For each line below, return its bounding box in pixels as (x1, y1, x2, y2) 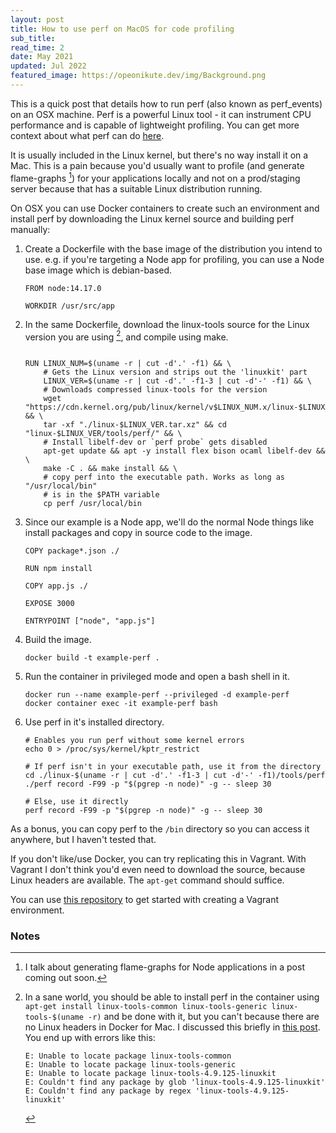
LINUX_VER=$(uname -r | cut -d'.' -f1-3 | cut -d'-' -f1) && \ (43, 376, 312, 386)
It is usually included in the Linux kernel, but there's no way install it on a (10, 149, 309, 161)
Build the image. (24, 634, 92, 646)
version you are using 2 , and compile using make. (24, 329, 229, 343)
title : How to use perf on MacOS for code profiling (10, 24, 235, 34)
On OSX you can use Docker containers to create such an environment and (10, 202, 320, 214)
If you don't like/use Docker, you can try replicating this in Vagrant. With (10, 853, 307, 865)
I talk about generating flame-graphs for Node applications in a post (24, 961, 305, 973)
